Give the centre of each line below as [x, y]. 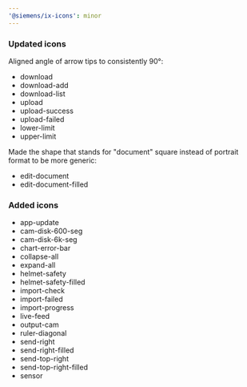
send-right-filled [47, 350]
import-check [42, 291]
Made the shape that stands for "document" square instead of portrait [124, 151]
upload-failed [42, 119]
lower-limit [37, 127]
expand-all [38, 265]
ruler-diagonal [43, 333]
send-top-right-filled [54, 367]
